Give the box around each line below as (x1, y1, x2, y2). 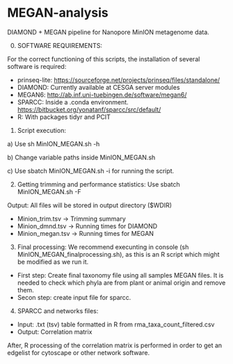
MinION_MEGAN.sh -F (17, 187, 81, 196)
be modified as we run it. (17, 258, 89, 266)
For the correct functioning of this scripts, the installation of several (7, 54, 200, 63)
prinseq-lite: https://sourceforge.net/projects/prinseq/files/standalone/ (17, 75, 220, 84)
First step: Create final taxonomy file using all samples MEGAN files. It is (17, 271, 224, 279)
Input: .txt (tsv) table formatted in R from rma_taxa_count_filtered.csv (17, 320, 215, 329)
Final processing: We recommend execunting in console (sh (17, 242, 189, 251)
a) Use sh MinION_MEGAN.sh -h (7, 139, 100, 148)
